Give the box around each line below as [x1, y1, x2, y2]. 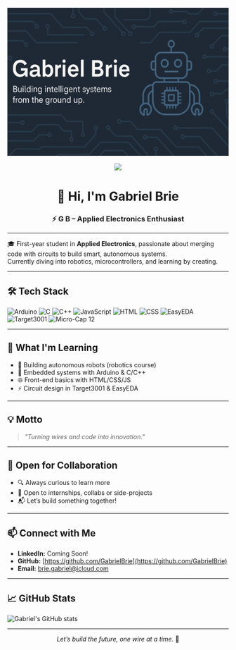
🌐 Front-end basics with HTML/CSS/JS [17, 375, 131, 384]
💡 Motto [7, 414, 43, 426]
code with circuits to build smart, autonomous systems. [7, 250, 167, 258]
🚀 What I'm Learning [7, 342, 98, 354]
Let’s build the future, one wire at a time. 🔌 [56, 635, 180, 644]
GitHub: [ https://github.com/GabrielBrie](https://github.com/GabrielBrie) [17, 557, 228, 565]
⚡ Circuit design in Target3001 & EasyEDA [17, 384, 139, 392]
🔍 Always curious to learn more [17, 479, 110, 487]
